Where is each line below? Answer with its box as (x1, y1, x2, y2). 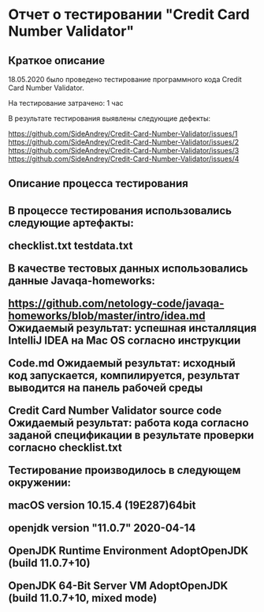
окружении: (8, 475, 72, 489)
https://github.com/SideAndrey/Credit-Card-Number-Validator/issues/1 (8, 129, 238, 138)
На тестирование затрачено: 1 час (8, 99, 124, 107)
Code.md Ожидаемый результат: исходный (8, 356, 236, 370)
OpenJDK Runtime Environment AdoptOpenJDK (8, 543, 249, 558)
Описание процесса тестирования (8, 177, 189, 190)
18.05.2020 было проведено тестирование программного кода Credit (8, 75, 242, 84)
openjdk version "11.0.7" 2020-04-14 (8, 521, 196, 535)
